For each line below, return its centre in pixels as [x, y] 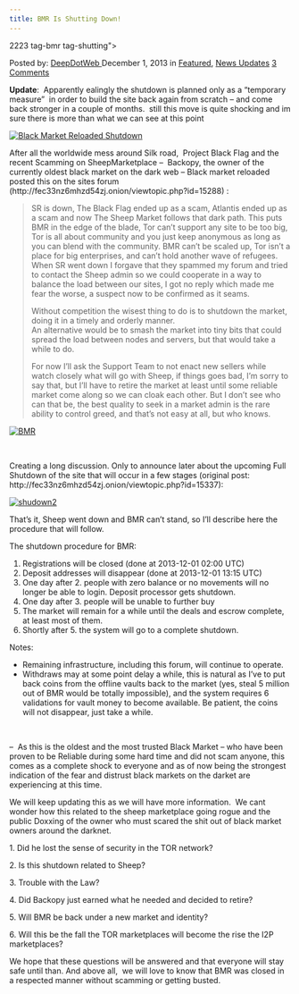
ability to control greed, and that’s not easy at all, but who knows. [151, 413]
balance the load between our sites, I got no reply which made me [153, 284]
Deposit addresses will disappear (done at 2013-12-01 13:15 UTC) [142, 573]
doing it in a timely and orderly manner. [103, 320]
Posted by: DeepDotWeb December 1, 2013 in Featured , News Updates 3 [143, 63]
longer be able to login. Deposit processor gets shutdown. [129, 592]
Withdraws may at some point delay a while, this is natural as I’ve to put [154, 674]
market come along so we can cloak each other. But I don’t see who [156, 394]
